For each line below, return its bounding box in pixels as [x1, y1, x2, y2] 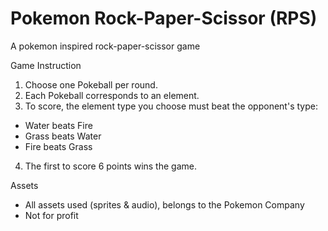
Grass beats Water [24, 130, 102, 142]
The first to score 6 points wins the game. [24, 160, 197, 172]
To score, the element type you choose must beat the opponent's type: [24, 100, 318, 112]
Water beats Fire [24, 119, 93, 131]
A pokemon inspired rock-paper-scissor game [10, 40, 201, 52]
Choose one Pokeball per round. [24, 78, 158, 91]
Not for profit [24, 209, 79, 221]
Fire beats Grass [24, 140, 93, 152]
